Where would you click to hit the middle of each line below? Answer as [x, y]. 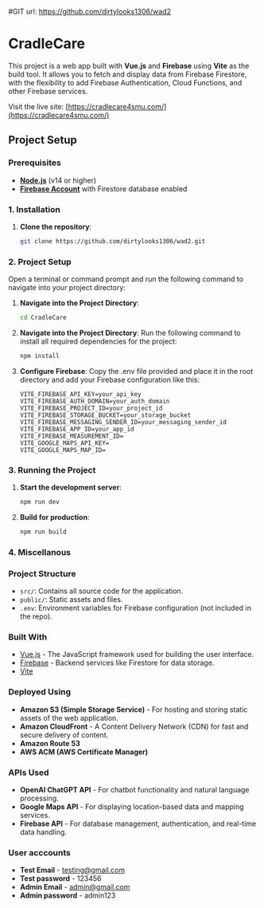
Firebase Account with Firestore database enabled [103, 189]
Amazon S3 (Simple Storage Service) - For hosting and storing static [134, 709]
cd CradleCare [43, 318]
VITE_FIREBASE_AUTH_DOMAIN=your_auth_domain [95, 401]
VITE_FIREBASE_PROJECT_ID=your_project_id [91, 408]
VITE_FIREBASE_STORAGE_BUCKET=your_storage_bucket [105, 415]
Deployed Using [40, 692]
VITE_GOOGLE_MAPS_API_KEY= [64, 443]
